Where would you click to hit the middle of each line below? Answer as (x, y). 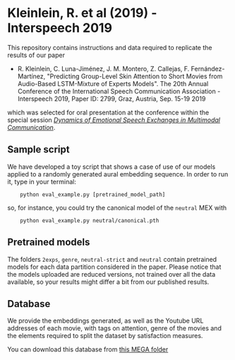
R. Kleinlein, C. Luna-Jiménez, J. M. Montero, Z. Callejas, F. (103, 68)
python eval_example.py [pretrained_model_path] (93, 194)
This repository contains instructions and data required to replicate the (110, 47)
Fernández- (208, 68)
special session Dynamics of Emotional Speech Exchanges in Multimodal (114, 120)
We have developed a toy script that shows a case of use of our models (112, 167)
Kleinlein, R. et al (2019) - (82, 13)
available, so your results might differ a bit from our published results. (108, 282)
